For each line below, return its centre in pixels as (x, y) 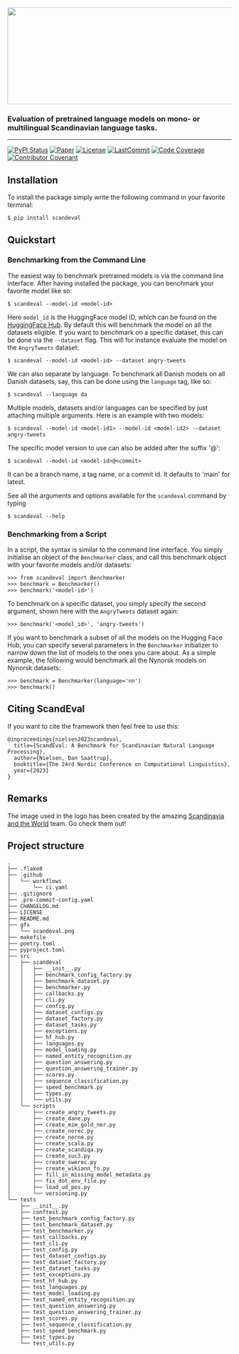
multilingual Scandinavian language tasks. (83, 128)
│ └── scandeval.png (41, 931)
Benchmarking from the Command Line (77, 260)
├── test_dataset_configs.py (63, 1256)
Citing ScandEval (46, 709)
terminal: (20, 205)
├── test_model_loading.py (60, 1293)
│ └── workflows (34, 881)
